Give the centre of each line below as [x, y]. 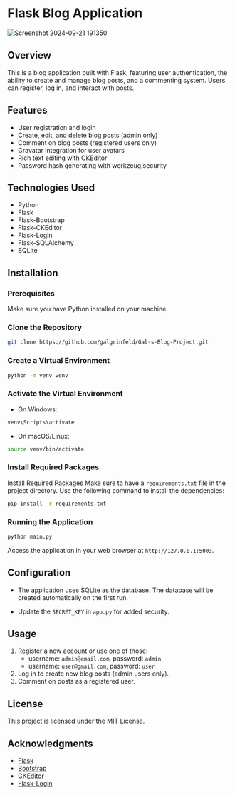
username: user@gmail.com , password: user [92, 666]
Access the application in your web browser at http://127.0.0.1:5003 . [111, 550]
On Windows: [37, 409]
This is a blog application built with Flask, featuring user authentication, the [117, 72]
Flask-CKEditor [40, 228]
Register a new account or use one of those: [83, 651]
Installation [33, 273]
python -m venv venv [38, 375]
